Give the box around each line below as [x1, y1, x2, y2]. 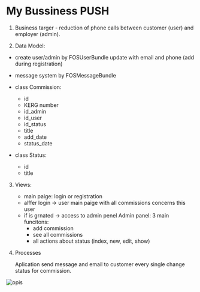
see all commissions [32, 231, 83, 238]
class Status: [14, 151, 47, 159]
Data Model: [14, 42, 46, 49]
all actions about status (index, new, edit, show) [32, 237, 150, 245]
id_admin [23, 108, 47, 115]
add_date [23, 133, 47, 141]
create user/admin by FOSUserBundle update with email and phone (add [14, 53, 195, 61]
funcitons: [23, 218, 49, 225]
